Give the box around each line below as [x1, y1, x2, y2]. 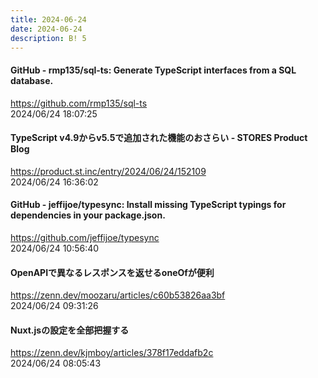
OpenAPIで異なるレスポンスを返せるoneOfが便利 [10, 266, 215, 278]
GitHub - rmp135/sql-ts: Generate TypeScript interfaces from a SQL [10, 64, 297, 76]
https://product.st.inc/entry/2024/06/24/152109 [10, 165, 207, 177]
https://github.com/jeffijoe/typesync [10, 231, 160, 243]
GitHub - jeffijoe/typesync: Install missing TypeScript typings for [10, 199, 287, 211]
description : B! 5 [10, 33, 87, 43]
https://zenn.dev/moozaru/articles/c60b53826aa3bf [10, 289, 226, 301]
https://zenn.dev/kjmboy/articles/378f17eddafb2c [10, 347, 214, 359]
